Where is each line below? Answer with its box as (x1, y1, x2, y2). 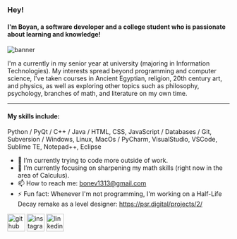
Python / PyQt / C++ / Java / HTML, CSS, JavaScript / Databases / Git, (7, 128, 212, 136)
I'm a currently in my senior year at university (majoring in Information (7, 59, 210, 68)
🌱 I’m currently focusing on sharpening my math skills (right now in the (17, 164, 224, 172)
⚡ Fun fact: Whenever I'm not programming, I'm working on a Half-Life (17, 190, 222, 198)
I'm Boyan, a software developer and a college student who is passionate (7, 23, 226, 31)
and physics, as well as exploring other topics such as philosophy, (7, 82, 200, 90)
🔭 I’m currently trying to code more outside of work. (17, 157, 168, 165)
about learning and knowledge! (7, 30, 101, 38)
